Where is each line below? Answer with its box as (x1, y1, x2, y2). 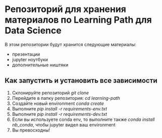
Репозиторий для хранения (5, 4, 127, 15)
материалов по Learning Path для (5, 14, 152, 26)
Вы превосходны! (12, 127, 50, 133)
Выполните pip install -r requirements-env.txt (12, 105, 107, 111)
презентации (12, 51, 40, 57)
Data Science (5, 25, 62, 36)
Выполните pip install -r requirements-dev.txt (12, 111, 107, 117)
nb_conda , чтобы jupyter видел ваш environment (12, 121, 116, 127)
